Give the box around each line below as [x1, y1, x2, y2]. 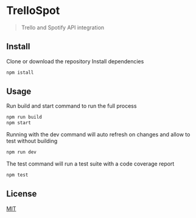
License [6, 189, 37, 199]
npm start [6, 120, 32, 126]
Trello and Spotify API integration [21, 24, 105, 31]
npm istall [6, 69, 34, 76]
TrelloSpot [6, 4, 60, 18]
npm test [6, 172, 29, 178]
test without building [6, 138, 58, 145]
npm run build [6, 114, 43, 121]
